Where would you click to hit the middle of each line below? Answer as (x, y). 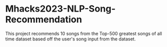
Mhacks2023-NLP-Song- (61, 9)
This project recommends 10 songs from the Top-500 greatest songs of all (84, 33)
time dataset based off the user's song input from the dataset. (71, 39)
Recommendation (44, 19)
